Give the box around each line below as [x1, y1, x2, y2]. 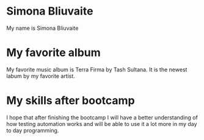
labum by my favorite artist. [6, 72, 75, 80]
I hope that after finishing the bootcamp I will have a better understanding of [6, 114, 199, 121]
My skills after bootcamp [6, 94, 136, 108]
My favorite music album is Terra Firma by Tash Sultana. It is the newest [6, 66, 188, 73]
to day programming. [6, 127, 59, 134]
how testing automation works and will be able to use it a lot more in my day [6, 120, 197, 127]
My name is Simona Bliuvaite [6, 24, 79, 32]
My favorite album [6, 46, 101, 60]
